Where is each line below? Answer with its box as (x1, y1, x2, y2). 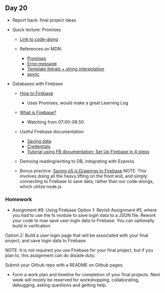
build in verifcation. (12, 223, 52, 229)
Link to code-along (19, 36, 58, 42)
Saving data (27, 138, 52, 144)
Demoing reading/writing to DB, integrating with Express (19, 158, 134, 164)
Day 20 (5, 4, 28, 12)
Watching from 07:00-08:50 (27, 119, 84, 125)
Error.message (27, 60, 57, 66)
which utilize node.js (19, 183, 62, 189)
